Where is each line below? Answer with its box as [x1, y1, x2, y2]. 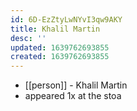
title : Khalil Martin [10, 24, 101, 34]
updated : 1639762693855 [10, 42, 110, 53]
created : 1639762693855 [10, 52, 110, 62]
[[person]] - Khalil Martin [24, 79, 128, 91]
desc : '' [10, 33, 47, 43]
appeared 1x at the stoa [24, 90, 122, 102]
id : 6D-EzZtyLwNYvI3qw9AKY [10, 14, 123, 25]
